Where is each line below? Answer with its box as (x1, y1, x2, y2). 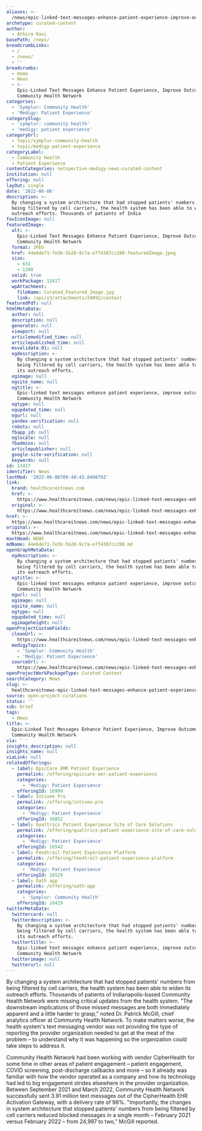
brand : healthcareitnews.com (11, 485, 85, 491)
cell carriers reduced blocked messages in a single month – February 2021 (6, 1112, 191, 1119)
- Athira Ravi (11, 31, 47, 37)
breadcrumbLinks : (6, 43, 50, 49)
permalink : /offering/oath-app (17, 883, 96, 889)
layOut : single (6, 183, 44, 189)
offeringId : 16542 (17, 844, 63, 850)
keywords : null (11, 457, 50, 463)
